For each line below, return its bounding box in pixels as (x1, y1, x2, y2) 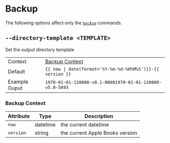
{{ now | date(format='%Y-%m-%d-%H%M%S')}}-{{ (45, 66, 159, 72)
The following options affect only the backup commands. (5, 20, 122, 26)
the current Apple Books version (60, 129, 138, 136)
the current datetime (60, 121, 109, 128)
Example (8, 78, 29, 85)
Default (8, 68, 25, 75)
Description (84, 113, 114, 120)
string (34, 129, 49, 136)
